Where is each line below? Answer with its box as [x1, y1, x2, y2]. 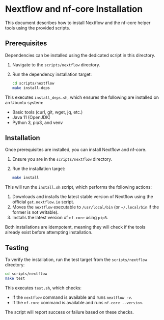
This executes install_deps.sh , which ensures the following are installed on [5, 94, 159, 100]
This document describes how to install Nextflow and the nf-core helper [5, 20, 151, 26]
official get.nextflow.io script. [12, 199, 75, 205]
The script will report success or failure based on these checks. [5, 309, 134, 315]
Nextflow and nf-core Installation [5, 3, 143, 15]
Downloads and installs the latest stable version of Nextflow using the [12, 194, 153, 200]
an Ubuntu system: [5, 99, 43, 105]
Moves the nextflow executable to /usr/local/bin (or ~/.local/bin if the [12, 204, 159, 210]
